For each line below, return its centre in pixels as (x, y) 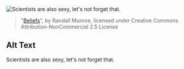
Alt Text (21, 45)
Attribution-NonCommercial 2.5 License (69, 27)
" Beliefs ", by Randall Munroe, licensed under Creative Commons (99, 20)
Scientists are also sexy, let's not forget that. (60, 60)
